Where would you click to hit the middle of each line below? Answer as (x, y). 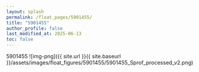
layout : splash (25, 12)
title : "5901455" (28, 23)
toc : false (20, 39)
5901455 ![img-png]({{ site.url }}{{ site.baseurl (64, 56)
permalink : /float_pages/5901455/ (49, 17)
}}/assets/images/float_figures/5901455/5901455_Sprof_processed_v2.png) (100, 62)
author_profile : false (34, 28)
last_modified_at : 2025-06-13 (44, 34)
